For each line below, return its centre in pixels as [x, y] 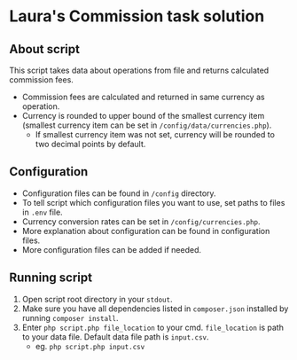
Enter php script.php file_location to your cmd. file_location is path [152, 327]
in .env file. [43, 212]
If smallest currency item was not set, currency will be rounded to [155, 134]
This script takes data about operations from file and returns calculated [139, 70]
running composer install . [70, 317]
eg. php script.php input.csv [90, 346]
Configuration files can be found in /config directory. [119, 193]
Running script [51, 278]
